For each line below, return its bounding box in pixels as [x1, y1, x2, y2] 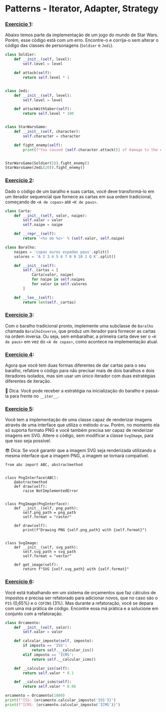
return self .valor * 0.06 [23, 684, 77, 689]
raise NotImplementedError [23, 488, 79, 493]
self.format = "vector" [23, 554, 72, 559]
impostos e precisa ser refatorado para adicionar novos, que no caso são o [5, 595, 158, 601]
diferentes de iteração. [5, 378, 51, 384]
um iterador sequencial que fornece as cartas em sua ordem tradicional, [5, 193, 152, 199]
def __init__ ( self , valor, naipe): [14, 213, 87, 218]
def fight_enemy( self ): [14, 143, 63, 148]
